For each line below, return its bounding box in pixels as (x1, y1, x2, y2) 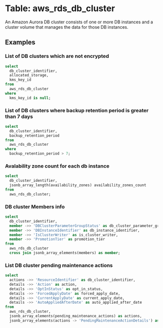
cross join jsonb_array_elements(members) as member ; (9, 251, 120, 256)
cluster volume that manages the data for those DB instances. (5, 24, 129, 30)
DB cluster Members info (5, 203, 65, 210)
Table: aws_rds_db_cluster (5, 3, 115, 14)
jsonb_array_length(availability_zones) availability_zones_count (9, 183, 147, 188)
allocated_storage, (9, 73, 49, 78)
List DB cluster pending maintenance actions (5, 262, 113, 269)
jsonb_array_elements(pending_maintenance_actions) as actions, (9, 314, 142, 319)
